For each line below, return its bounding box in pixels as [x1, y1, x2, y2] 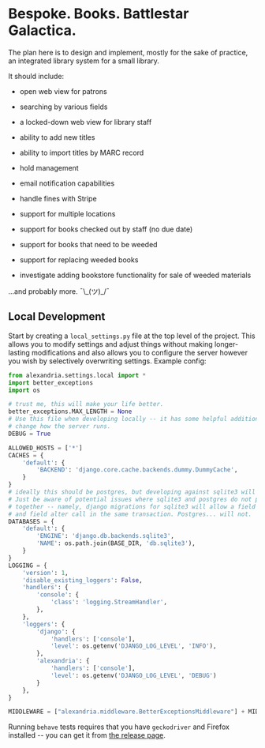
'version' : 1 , [22, 569, 69, 577]
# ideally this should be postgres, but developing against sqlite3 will [8, 488, 256, 496]
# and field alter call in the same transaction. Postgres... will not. [8, 510, 252, 518]
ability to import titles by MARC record [19, 148, 144, 157]
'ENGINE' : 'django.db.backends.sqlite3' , [36, 532, 175, 540]
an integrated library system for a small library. [8, 56, 160, 66]
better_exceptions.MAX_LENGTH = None [8, 408, 132, 415]
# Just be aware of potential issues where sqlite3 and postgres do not [8, 495, 252, 503]
